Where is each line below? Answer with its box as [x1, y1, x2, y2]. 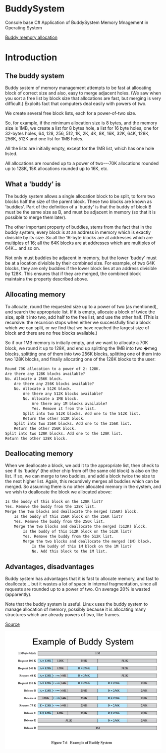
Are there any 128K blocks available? [5, 371, 85, 376]
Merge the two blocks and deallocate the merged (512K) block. [14, 524, 148, 529]
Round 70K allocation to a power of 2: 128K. [5, 366, 101, 371]
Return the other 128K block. [5, 436, 68, 441]
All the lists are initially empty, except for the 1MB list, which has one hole [5, 145, 155, 151]
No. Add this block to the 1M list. [31, 549, 108, 554]
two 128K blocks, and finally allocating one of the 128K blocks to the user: [5, 356, 156, 362]
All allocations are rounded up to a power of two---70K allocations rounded [5, 160, 159, 166]
